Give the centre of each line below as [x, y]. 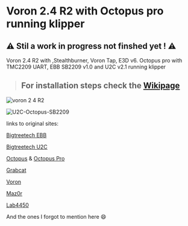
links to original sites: [33, 123]
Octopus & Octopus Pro [36, 158]
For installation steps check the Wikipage [100, 86]
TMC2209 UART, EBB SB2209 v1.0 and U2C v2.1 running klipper [86, 67]
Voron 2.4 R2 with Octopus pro [85, 11]
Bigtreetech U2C [27, 147]
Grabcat [16, 170]
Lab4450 [17, 205]
